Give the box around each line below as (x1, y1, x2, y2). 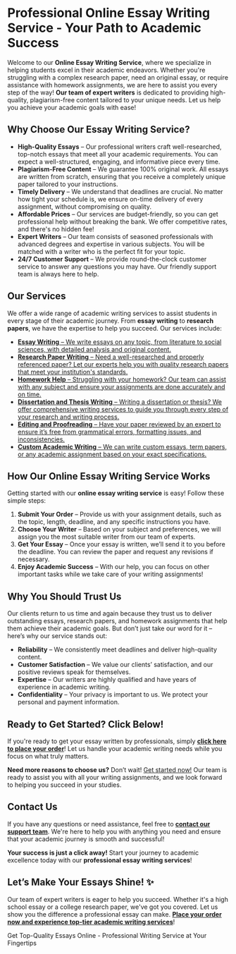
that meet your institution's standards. (17, 367, 128, 376)
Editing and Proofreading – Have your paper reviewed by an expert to (17, 420, 221, 428)
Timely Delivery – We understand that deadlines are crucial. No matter (17, 187, 223, 195)
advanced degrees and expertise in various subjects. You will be (17, 240, 205, 248)
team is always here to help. (17, 269, 99, 278)
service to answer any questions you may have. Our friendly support (17, 262, 217, 271)
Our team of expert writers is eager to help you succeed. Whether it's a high (7, 895, 229, 903)
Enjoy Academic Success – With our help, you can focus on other (17, 563, 210, 571)
